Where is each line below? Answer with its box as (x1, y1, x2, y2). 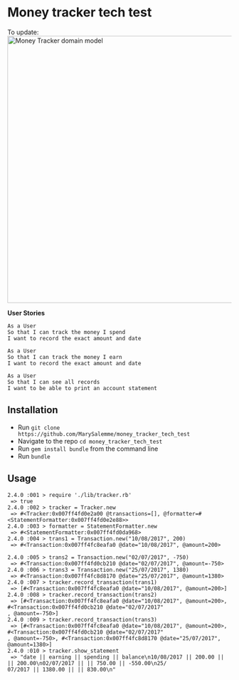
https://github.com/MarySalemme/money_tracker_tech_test (17, 430, 191, 438)
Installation (7, 404, 58, 417)
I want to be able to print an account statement (7, 385, 158, 392)
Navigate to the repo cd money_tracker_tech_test (17, 436, 163, 445)
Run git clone (17, 423, 60, 431)
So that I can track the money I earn (7, 353, 122, 360)
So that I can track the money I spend (7, 328, 126, 335)
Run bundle (17, 451, 51, 460)
